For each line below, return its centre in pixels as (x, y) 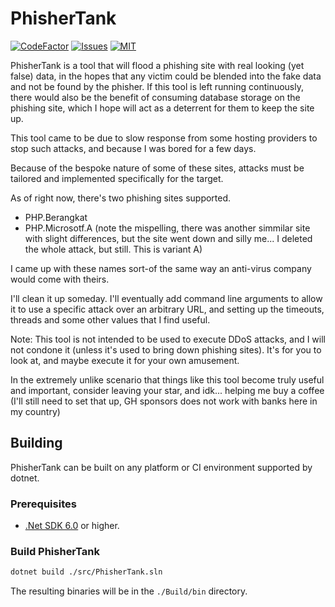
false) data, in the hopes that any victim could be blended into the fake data (166, 76)
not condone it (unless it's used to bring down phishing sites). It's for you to (166, 349)
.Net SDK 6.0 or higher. (72, 526)
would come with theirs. (60, 279)
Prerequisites (43, 504)
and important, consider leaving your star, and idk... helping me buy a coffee (167, 390)
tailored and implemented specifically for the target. (117, 178)
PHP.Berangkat (56, 217)
